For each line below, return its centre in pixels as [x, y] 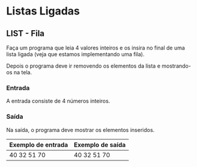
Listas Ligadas [43, 11]
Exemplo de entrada [39, 145]
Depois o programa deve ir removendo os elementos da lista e [83, 66]
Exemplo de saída [100, 145]
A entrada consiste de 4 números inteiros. [58, 101]
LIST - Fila [26, 33]
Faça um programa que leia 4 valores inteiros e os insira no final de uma [96, 48]
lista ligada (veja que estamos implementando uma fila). [75, 54]
